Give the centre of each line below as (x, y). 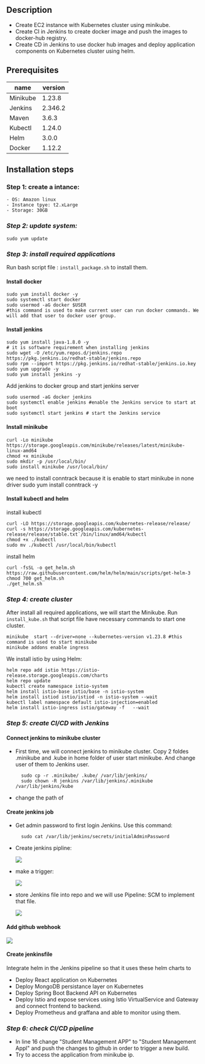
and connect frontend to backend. (59, 1006)
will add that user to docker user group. (61, 316)
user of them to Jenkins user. (52, 765)
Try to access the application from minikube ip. (75, 1055)
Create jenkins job (30, 812)
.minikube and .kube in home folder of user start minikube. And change (105, 758)
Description (29, 10)
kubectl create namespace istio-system (57, 687)
